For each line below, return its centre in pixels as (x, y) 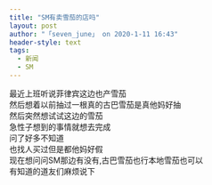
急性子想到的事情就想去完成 (60, 126)
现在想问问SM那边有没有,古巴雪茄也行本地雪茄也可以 (106, 160)
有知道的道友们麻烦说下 (52, 171)
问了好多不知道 (37, 138)
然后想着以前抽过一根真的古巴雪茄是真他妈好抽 (95, 104)
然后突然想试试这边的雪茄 (56, 116)
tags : (19, 51)
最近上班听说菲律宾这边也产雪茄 (68, 93)
